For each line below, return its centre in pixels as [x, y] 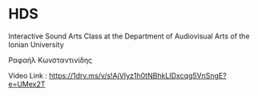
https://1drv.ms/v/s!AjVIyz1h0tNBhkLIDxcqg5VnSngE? [138, 75]
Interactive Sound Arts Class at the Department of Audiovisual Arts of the [129, 36]
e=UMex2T [27, 84]
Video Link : [28, 75]
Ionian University [36, 44]
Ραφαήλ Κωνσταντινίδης [50, 60]
